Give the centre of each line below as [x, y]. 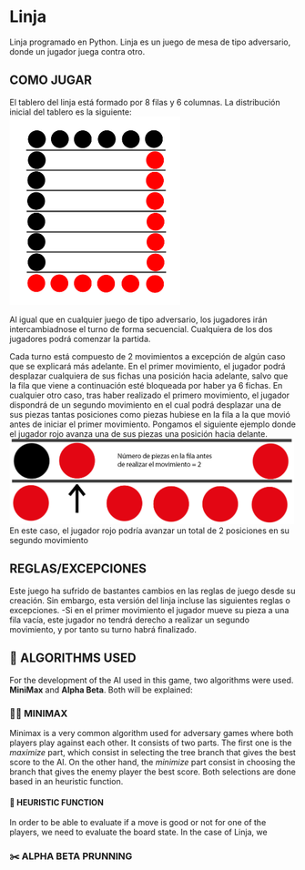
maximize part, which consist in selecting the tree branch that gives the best [152, 752]
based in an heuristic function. [66, 781]
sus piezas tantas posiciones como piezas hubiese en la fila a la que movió [150, 415]
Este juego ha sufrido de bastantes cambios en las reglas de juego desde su [152, 591]
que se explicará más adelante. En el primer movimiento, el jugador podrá [147, 366]
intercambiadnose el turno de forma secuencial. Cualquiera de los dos [141, 329]
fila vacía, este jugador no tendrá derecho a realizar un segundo [130, 620]
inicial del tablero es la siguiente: [71, 112]
